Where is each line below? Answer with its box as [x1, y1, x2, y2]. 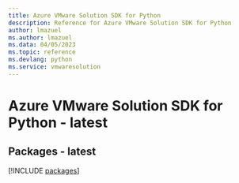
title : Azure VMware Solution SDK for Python [8, 11, 161, 20]
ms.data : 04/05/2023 [8, 41, 77, 49]
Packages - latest [8, 145, 97, 159]
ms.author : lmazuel [8, 33, 73, 42]
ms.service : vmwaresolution [8, 63, 101, 71]
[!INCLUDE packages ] [8, 166, 80, 175]
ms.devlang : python [8, 56, 73, 64]
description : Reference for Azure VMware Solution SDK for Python [8, 19, 232, 27]
